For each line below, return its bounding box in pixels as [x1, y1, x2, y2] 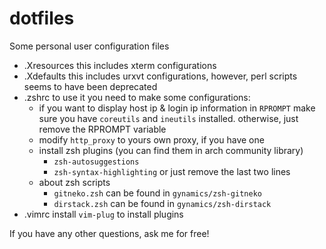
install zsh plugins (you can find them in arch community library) [38, 144, 304, 156]
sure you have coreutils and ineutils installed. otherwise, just [38, 112, 299, 124]
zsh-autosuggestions [53, 157, 140, 167]
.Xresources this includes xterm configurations [23, 59, 217, 71]
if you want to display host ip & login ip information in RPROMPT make [38, 102, 316, 114]
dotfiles [9, 7, 75, 30]
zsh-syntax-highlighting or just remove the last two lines [53, 165, 291, 177]
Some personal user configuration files [9, 40, 170, 52]
